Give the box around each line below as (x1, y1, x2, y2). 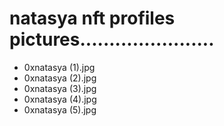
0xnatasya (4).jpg (23, 93, 97, 105)
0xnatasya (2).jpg (23, 72, 97, 84)
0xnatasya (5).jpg (23, 103, 97, 116)
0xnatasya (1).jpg (23, 61, 96, 73)
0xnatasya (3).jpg (23, 82, 97, 94)
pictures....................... (9, 28, 215, 51)
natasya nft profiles (9, 7, 176, 30)
